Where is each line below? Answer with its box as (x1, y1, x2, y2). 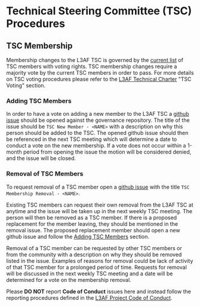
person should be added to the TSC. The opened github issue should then (6, 130, 189, 137)
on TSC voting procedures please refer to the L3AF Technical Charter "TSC (6, 76, 192, 82)
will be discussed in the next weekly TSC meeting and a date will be (6, 270, 173, 277)
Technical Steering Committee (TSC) (6, 4, 192, 18)
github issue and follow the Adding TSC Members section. (6, 233, 150, 240)
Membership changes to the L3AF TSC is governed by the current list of (6, 57, 184, 63)
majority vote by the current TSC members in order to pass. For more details (6, 69, 194, 76)
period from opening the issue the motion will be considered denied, (23, 148, 192, 156)
